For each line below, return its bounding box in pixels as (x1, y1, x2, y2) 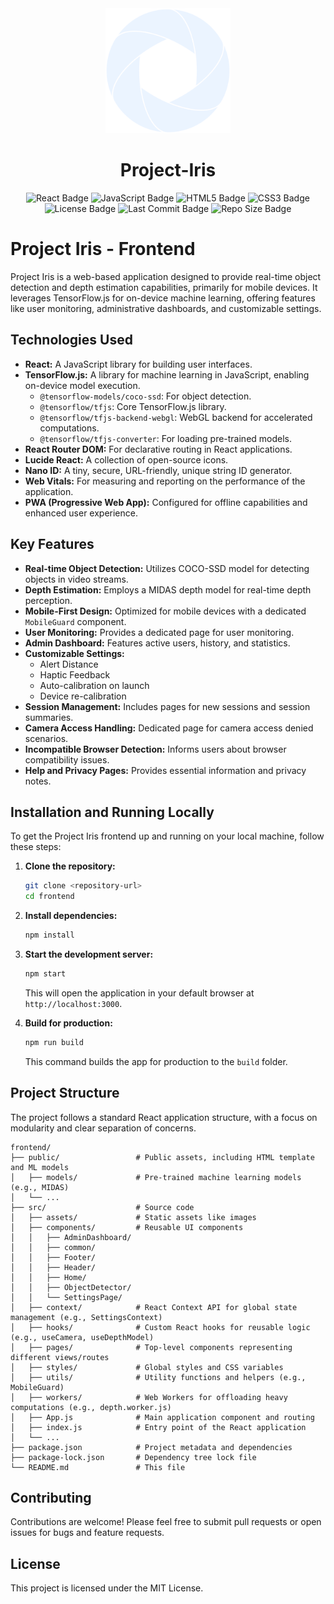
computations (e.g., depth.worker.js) (10, 1402, 172, 1412)
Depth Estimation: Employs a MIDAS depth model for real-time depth (24, 583, 312, 596)
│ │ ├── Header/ (10, 1262, 97, 1272)
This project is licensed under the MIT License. (10, 1582, 204, 1594)
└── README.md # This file (10, 1462, 186, 1472)
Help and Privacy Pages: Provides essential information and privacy (24, 764, 307, 776)
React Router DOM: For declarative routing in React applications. (24, 443, 293, 455)
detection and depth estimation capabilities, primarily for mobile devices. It (10, 281, 318, 293)
